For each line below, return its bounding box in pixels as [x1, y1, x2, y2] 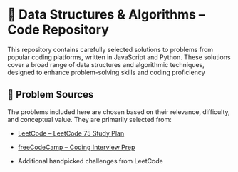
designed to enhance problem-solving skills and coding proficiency [7, 68, 205, 76]
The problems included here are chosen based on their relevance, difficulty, [7, 107, 230, 116]
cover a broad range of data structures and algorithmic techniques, [7, 60, 205, 69]
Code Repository [7, 21, 109, 38]
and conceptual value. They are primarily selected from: [7, 115, 172, 123]
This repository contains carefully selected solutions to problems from [7, 45, 214, 54]
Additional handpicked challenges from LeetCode [17, 156, 164, 165]
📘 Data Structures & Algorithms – [7, 6, 205, 23]
